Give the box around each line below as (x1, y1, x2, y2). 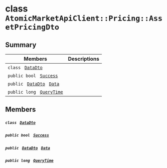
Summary (5, 41, 37, 49)
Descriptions (68, 56, 99, 62)
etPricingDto (5, 23, 59, 32)
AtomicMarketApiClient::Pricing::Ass (5, 14, 163, 23)
